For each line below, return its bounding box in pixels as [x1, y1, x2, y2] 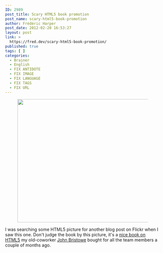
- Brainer [9, 58, 30, 63]
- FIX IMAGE [9, 72, 34, 76]
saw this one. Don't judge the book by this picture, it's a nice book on [5, 231, 146, 237]
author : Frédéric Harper [5, 21, 56, 26]
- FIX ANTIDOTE [9, 67, 41, 72]
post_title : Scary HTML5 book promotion [5, 12, 90, 17]
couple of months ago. [5, 242, 51, 248]
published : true [5, 44, 38, 49]
